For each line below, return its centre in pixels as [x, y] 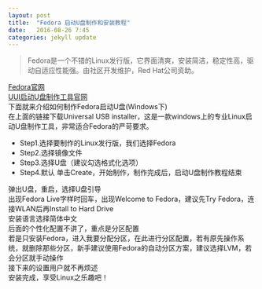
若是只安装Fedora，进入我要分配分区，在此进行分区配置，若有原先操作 [123, 238]
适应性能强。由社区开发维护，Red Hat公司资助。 [120, 71]
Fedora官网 [26, 87]
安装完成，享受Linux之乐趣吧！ [58, 278]
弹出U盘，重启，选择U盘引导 [55, 189]
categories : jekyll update [52, 37]
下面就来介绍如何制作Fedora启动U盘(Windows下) [88, 107]
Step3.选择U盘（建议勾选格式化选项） [81, 163]
